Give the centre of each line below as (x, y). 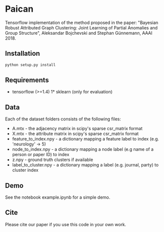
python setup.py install (30, 65)
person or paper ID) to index (41, 155)
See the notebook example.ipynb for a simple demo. (58, 197)
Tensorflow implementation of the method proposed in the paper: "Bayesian (82, 23)
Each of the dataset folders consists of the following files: (63, 119)
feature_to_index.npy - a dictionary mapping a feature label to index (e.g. (85, 139)
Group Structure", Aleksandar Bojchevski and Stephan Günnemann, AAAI (79, 33)
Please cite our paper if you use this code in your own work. (66, 224)
